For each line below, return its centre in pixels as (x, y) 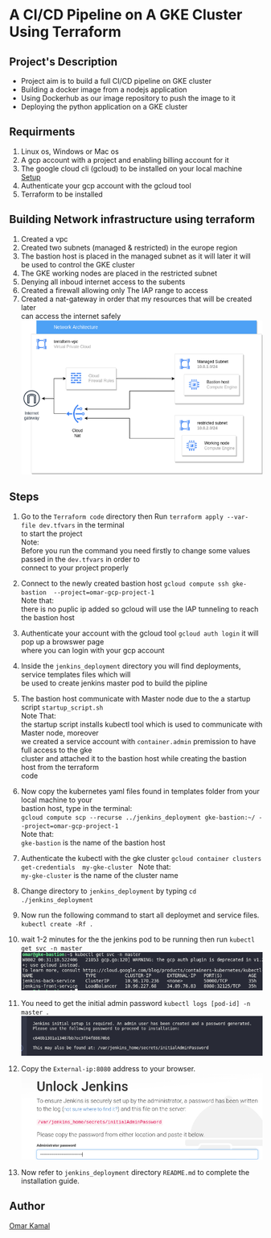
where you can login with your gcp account (92, 650)
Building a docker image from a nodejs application (104, 89)
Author (27, 1206)
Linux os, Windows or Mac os (70, 151)
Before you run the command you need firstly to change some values (135, 550)
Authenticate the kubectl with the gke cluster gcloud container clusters (141, 858)
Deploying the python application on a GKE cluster (104, 107)
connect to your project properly (75, 567)
